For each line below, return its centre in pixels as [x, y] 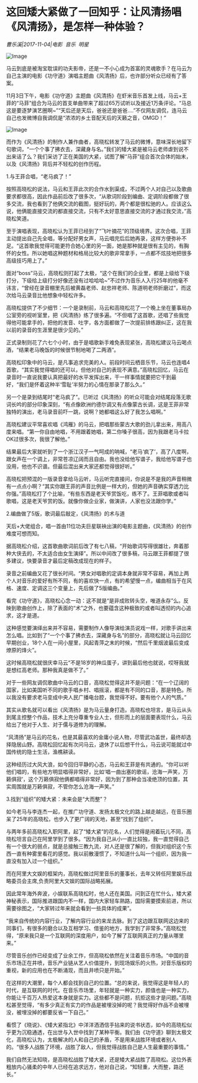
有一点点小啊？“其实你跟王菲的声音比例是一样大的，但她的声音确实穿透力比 [98, 486]
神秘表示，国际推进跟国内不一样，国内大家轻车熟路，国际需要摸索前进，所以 [99, 901]
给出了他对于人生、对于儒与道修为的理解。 [58, 724]
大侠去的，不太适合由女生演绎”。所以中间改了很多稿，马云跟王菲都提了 [98, 553]
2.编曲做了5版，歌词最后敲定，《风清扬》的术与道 [65, 513]
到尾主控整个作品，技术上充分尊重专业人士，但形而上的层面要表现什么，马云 [99, 717]
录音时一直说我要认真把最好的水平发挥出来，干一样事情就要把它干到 [89, 377]
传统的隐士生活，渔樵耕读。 [44, 752]
